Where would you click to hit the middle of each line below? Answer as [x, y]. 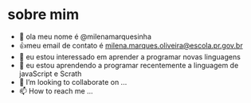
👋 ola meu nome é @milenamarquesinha [85, 36]
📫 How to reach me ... [56, 91]
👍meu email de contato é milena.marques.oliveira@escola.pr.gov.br [131, 45]
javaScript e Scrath [50, 74]
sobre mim [43, 15]
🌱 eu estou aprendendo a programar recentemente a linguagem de [129, 65]
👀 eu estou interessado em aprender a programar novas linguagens [129, 56]
